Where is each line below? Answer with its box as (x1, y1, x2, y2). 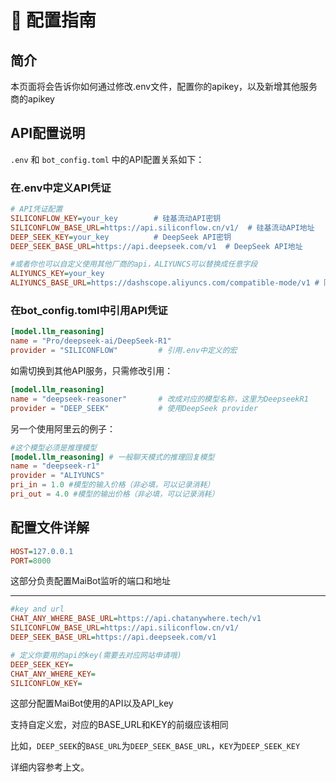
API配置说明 (10, 125, 86, 142)
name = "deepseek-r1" (10, 461, 101, 471)
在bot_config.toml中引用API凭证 (10, 304, 168, 318)
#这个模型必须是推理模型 (10, 442, 97, 453)
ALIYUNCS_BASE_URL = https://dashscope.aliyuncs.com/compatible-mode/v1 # (10, 278, 320, 288)
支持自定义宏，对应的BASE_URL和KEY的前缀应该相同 (10, 719, 229, 731)
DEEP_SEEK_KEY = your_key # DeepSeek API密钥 (10, 232, 232, 242)
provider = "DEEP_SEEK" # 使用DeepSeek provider (10, 403, 259, 413)
